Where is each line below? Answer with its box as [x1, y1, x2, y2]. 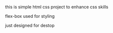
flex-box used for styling [5, 13, 55, 19]
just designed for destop [5, 22, 55, 28]
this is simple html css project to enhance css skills [5, 4, 109, 10]
